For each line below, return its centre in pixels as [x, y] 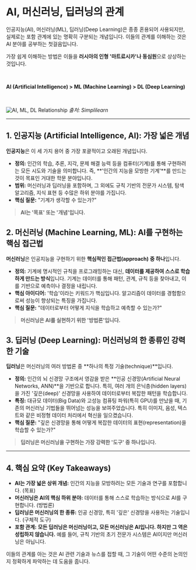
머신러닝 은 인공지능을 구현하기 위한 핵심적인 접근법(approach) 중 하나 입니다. [93, 258]
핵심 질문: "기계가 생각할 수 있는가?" [56, 200]
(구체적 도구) [37, 520]
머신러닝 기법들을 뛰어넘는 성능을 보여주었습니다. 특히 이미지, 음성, [101, 408]
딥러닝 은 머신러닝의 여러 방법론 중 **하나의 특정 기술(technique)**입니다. [90, 367]
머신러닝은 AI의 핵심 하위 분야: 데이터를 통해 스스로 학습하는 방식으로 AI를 [98, 498]
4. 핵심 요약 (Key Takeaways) [59, 468]
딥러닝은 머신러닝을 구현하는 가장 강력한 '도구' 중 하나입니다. [88, 443]
